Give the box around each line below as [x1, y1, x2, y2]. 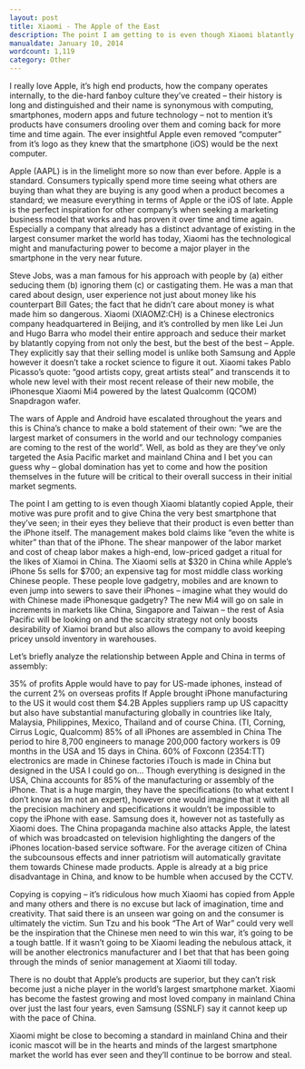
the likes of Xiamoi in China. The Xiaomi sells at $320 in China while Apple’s [9, 556, 292, 567]
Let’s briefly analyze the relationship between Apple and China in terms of [9, 651, 286, 661]
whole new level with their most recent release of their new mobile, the [9, 376, 274, 387]
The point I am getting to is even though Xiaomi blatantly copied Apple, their [9, 499, 294, 509]
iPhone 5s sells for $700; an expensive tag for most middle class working [9, 566, 283, 577]
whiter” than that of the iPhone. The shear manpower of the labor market [9, 537, 282, 548]
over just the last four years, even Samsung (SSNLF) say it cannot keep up [9, 1003, 288, 1014]
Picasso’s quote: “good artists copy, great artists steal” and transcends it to [9, 367, 290, 377]
